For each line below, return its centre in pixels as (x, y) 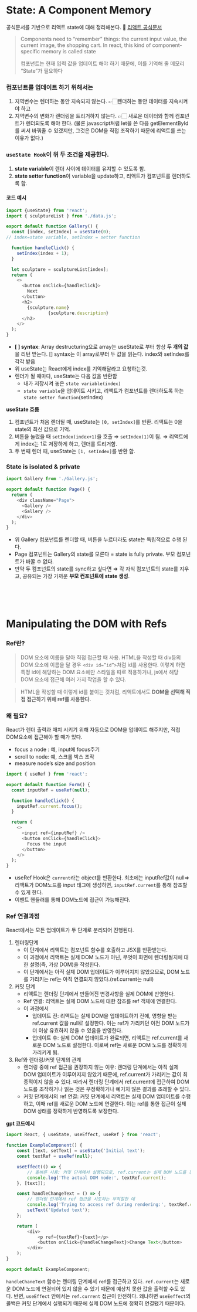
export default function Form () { (48, 784)
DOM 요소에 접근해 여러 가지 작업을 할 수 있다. (73, 679)
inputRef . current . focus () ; (50, 806)
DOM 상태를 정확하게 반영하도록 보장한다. (71, 1111)
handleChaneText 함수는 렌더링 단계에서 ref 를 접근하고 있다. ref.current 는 (93, 1281)
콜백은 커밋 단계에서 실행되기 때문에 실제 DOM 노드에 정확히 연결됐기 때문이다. (96, 1303)
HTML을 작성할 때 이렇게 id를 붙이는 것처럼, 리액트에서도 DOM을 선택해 (102, 692)
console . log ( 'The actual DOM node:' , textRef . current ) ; (97, 1178)
